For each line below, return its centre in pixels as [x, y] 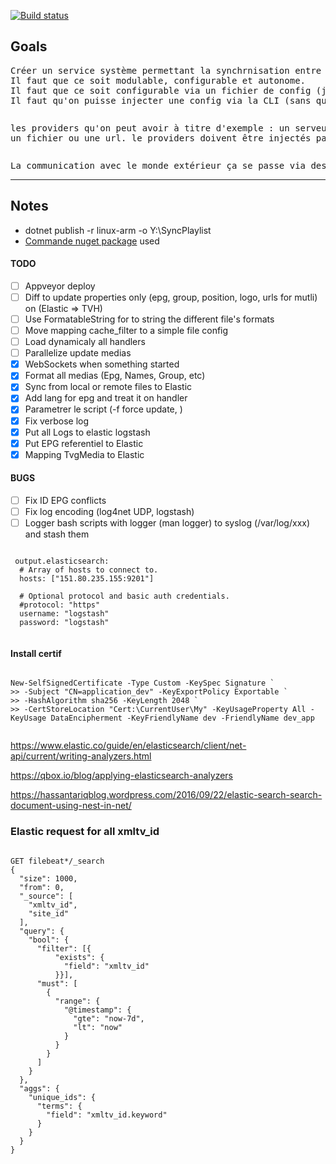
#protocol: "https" [60, 605]
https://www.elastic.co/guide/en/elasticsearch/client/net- [128, 746]
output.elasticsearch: [62, 561]
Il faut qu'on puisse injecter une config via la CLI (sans [161, 100]
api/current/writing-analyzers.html [81, 756]
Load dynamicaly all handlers [85, 342]
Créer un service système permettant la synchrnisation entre [166, 70]
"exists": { [79, 957]
